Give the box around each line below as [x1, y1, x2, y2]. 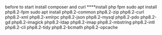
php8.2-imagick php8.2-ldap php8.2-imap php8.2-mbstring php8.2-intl [11, 19, 155, 25]
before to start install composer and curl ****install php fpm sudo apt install [5, 4, 157, 10]
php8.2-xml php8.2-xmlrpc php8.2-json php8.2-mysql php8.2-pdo [5, 14, 140, 20]
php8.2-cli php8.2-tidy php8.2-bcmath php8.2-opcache [5, 24, 118, 30]
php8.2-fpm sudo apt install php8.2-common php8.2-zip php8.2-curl [5, 9, 144, 15]
